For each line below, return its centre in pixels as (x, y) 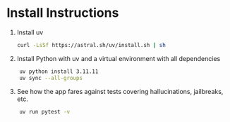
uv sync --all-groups (51, 78)
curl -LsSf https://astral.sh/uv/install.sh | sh (91, 45)
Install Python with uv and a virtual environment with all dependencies (119, 58)
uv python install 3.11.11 (59, 72)
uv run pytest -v (45, 111)
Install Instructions (63, 13)
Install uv (30, 32)
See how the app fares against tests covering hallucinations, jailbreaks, (120, 91)
